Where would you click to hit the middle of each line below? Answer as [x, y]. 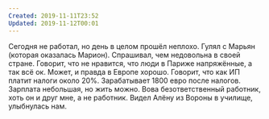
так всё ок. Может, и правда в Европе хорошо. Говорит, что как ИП [124, 72]
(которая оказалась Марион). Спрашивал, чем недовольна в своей [124, 55]
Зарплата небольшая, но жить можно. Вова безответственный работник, [135, 88]
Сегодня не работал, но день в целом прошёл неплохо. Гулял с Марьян [132, 46]
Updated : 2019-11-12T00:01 [54, 23]
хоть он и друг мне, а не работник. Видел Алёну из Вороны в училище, [131, 97]
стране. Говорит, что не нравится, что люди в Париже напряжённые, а [130, 63]
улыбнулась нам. [37, 106]
